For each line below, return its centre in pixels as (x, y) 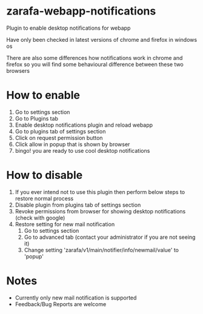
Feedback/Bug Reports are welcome (61, 304)
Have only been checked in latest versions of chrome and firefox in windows (102, 39)
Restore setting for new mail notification (65, 224)
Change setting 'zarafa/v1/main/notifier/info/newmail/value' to (101, 250)
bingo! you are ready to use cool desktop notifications (82, 150)
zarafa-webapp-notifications (81, 11)
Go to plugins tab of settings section (60, 131)
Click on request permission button (59, 138)
